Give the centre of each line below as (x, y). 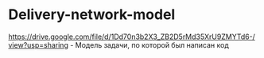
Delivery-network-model (92, 15)
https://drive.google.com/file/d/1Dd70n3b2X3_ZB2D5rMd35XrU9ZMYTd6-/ (132, 37)
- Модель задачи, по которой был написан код (149, 44)
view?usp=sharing (39, 44)
